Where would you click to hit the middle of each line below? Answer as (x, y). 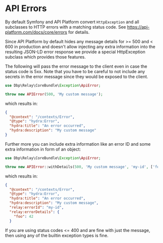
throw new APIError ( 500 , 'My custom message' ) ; (54, 94)
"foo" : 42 (24, 216)
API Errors (26, 8)
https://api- (138, 27)
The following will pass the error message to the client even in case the (76, 66)
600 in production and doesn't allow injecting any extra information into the (80, 46)
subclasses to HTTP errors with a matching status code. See (65, 27)
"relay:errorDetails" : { (34, 212)
